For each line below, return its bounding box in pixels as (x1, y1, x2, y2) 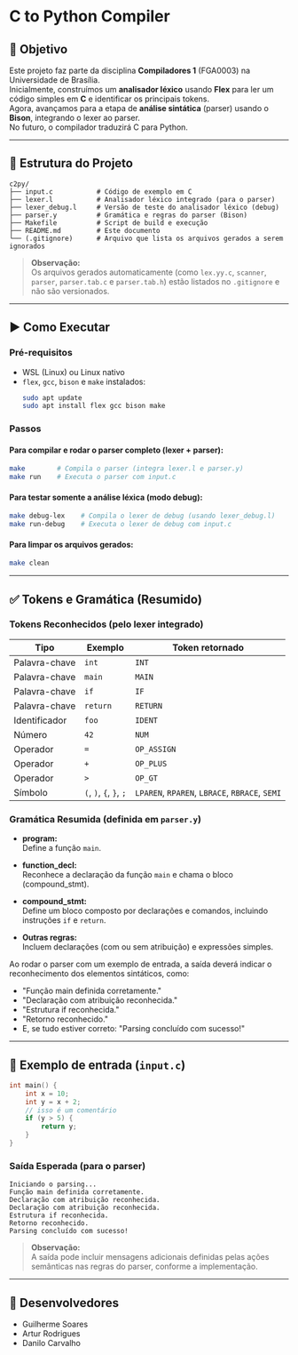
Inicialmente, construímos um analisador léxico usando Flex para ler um (9, 84, 274, 94)
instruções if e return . (21, 915, 106, 926)
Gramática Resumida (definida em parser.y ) (9, 813, 202, 825)
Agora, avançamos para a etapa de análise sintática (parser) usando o (9, 103, 269, 113)
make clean (9, 558, 50, 568)
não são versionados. (30, 285, 110, 296)
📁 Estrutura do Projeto (9, 156, 133, 171)
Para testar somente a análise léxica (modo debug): (9, 492, 203, 502)
